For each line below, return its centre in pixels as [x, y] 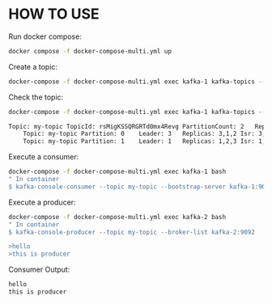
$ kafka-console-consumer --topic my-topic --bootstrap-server [117, 187]
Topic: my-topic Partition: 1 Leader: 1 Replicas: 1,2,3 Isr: [139, 141]
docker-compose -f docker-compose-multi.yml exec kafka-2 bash [117, 217]
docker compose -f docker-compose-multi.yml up [90, 51]
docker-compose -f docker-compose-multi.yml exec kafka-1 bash [117, 172]
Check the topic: [36, 97]
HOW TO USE [54, 14]
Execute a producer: [42, 202]
